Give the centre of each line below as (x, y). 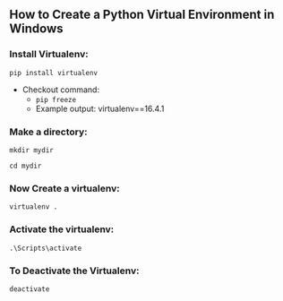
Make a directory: (48, 132)
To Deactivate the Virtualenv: (74, 271)
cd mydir (26, 166)
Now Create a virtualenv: (64, 188)
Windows (36, 29)
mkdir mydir (31, 150)
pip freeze (56, 99)
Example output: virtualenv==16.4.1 (100, 108)
